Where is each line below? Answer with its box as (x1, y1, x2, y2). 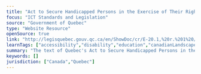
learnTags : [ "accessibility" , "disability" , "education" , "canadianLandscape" (6, 42, 199, 48)
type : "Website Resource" (6, 25, 71, 32)
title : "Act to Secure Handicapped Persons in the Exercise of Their (6, 8, 184, 15)
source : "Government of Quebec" (6, 20, 87, 26)
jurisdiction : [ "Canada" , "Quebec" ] (6, 58, 95, 64)
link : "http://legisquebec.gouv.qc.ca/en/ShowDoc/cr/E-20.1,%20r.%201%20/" (6, 36, 199, 42)
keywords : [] (6, 53, 39, 59)
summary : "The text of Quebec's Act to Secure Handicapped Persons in (6, 48, 186, 54)
